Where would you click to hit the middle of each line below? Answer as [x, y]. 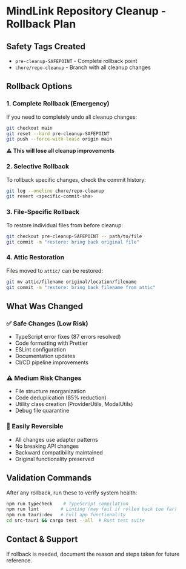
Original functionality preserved [55, 459]
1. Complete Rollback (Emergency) [58, 104]
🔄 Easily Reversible [35, 427]
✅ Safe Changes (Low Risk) [47, 324]
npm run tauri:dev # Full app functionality [66, 515]
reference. [19, 560]
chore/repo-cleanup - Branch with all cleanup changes [83, 67]
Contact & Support [42, 540]
